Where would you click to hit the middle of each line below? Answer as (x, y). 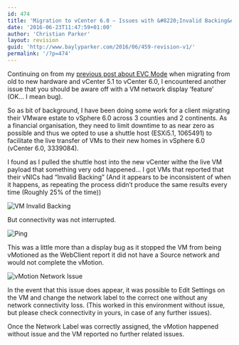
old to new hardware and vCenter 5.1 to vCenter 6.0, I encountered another (117, 81)
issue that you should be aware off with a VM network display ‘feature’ (111, 89)
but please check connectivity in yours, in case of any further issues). (110, 312)
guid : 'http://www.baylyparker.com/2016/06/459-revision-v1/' (101, 47)
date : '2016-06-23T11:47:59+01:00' (60, 27)
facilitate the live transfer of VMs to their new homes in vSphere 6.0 (106, 140)
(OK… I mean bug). (35, 96)
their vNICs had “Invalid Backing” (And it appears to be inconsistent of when (119, 177)
